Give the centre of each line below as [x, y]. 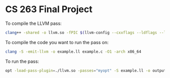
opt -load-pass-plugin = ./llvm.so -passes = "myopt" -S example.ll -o [78, 70]
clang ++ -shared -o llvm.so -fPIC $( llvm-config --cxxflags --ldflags [81, 32]
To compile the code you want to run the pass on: [57, 42]
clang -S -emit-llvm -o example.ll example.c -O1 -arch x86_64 [73, 52]
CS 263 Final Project [49, 9]
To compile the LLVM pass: [33, 23]
